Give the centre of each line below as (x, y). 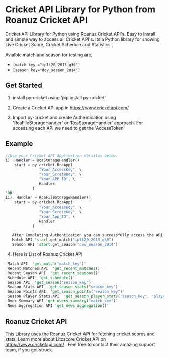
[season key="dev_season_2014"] (46, 70)
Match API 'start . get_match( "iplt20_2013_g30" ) (63, 240)
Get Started (24, 86)
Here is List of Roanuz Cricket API (48, 254)
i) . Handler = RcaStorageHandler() (43, 160)
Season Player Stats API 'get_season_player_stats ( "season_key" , (78, 296)
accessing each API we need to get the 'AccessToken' (68, 128)
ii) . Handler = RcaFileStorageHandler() (48, 198)
